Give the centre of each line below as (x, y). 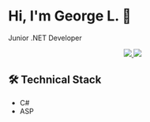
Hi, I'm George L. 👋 (70, 16)
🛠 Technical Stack (55, 80)
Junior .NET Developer (45, 38)
